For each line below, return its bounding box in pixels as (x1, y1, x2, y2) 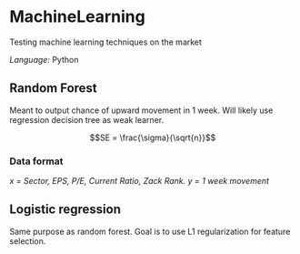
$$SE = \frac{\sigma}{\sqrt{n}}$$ (89, 132, 216, 143)
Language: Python (9, 54, 79, 65)
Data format (9, 155, 64, 168)
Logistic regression (9, 202, 121, 218)
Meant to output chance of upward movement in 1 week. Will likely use (9, 105, 274, 116)
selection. (9, 235, 46, 247)
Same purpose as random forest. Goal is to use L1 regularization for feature (9, 226, 291, 237)
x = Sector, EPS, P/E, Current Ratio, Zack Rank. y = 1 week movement (9, 176, 270, 187)
